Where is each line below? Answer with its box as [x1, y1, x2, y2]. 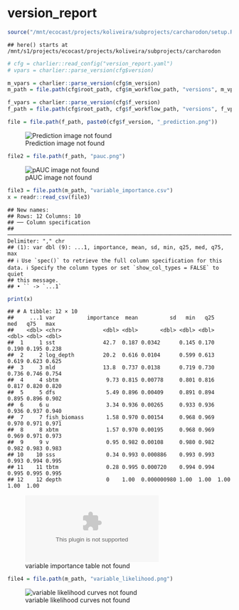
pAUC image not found [25, 173, 92, 182]
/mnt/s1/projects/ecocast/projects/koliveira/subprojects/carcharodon [7, 48, 221, 55]
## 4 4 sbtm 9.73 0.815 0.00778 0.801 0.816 [7, 377, 215, 384]
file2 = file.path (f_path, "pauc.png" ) [7, 152, 126, 159]
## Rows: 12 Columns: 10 [7, 212, 81, 220]
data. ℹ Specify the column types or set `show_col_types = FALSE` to [7, 264, 219, 271]
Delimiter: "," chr [7, 237, 65, 245]
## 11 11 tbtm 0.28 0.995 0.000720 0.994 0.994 [7, 464, 215, 471]
